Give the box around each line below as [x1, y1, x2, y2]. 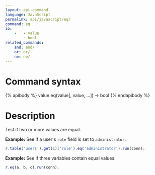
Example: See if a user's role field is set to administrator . [5, 136, 126, 142]
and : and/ [14, 45, 35, 50]
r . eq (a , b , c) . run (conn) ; [5, 165, 59, 170]
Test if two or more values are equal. [5, 127, 82, 133]
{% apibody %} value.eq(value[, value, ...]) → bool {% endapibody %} [5, 93, 150, 99]
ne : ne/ [14, 54, 30, 59]
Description [5, 110, 55, 121]
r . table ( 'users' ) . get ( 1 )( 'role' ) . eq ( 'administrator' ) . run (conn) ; [5, 146, 145, 151]
